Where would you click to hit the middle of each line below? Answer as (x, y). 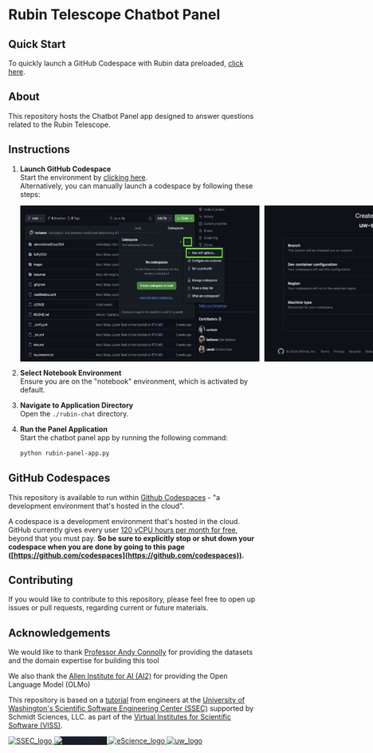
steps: (30, 194)
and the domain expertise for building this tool (84, 660)
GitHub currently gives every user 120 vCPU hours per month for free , (123, 530)
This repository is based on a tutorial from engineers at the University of (127, 700)
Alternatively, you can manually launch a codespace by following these (136, 186)
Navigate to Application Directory (77, 405)
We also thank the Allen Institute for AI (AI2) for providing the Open (118, 676)
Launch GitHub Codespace (65, 168)
